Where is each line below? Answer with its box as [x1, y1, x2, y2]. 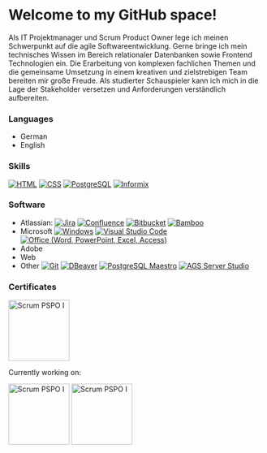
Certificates [8, 281, 57, 292]
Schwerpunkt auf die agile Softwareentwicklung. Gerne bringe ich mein [8, 41, 248, 50]
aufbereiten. [8, 93, 50, 102]
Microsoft [19, 226, 53, 236]
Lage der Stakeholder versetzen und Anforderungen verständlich [8, 84, 226, 94]
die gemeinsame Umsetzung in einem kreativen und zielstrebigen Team [8, 67, 248, 76]
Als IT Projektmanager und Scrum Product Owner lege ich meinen [8, 32, 229, 42]
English [19, 140, 45, 150]
